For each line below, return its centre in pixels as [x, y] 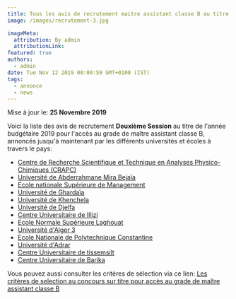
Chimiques [33, 170]
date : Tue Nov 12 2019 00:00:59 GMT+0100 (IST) [79, 72]
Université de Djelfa [46, 207]
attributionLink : [39, 47]
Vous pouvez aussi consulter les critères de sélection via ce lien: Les [107, 274]
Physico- [208, 163]
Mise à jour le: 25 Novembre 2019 [57, 112]
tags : [15, 79]
